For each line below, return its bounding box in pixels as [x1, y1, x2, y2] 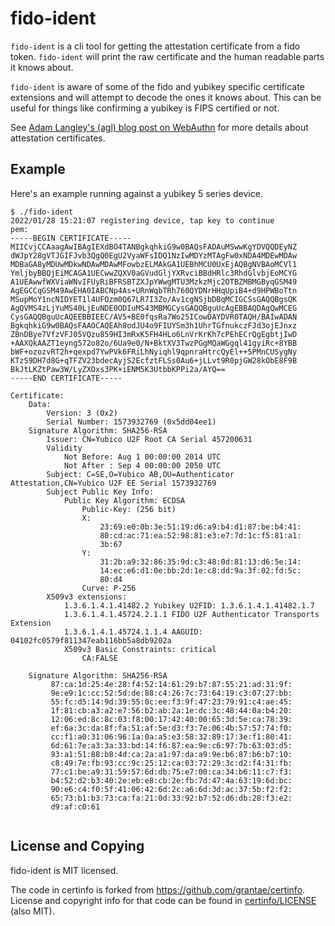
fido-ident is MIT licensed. [10, 864, 119, 876]
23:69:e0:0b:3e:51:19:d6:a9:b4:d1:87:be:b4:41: [99, 522, 302, 532]
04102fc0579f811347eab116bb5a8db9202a [10, 635, 172, 646]
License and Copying [10, 838, 145, 855]
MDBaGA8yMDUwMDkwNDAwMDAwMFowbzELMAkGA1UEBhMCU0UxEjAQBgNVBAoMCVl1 [10, 259, 298, 269]
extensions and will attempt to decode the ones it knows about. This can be [10, 91, 322, 103]
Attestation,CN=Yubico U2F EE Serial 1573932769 [10, 478, 217, 488]
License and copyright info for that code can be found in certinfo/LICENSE [10, 894, 317, 906]
